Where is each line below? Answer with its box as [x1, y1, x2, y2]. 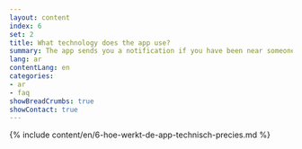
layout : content [9, 13, 70, 22]
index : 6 [9, 22, 42, 31]
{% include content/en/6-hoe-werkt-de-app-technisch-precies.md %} [9, 129, 271, 140]
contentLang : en [9, 64, 70, 73]
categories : [9, 72, 54, 81]
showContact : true [9, 105, 78, 114]
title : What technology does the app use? [9, 38, 171, 48]
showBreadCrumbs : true [9, 96, 94, 106]
